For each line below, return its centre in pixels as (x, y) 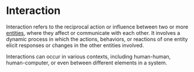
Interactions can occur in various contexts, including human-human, (89, 56)
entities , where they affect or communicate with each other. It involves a (93, 33)
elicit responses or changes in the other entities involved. (75, 45)
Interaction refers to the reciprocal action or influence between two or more (97, 27)
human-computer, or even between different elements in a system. (87, 63)
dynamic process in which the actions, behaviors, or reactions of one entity (97, 39)
